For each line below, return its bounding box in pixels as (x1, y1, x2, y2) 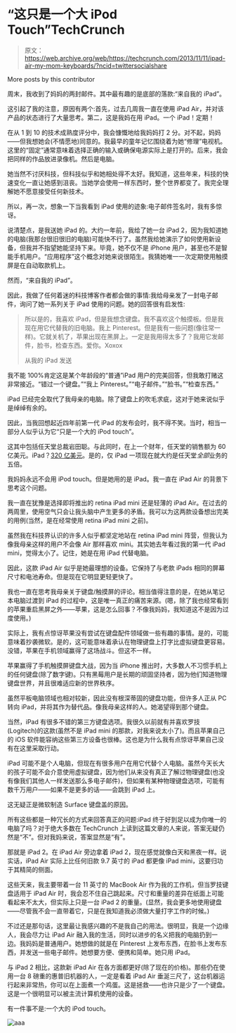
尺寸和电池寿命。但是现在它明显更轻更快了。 (7, 572, 137, 581)
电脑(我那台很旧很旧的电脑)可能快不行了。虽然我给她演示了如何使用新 (13, 234, 216, 243)
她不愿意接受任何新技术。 (13, 187, 88, 196)
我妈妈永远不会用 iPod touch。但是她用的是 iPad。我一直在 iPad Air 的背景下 (7, 474, 228, 483)
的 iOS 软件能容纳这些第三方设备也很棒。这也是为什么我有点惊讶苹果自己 (7, 735, 218, 743)
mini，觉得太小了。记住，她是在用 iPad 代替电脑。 (7, 548, 152, 557)
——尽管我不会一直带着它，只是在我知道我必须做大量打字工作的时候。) (7, 906, 210, 915)
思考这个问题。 (7, 483, 51, 492)
